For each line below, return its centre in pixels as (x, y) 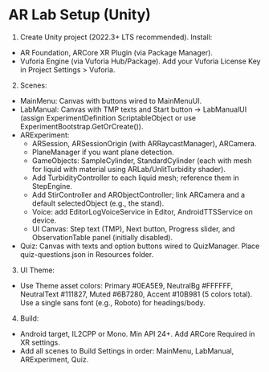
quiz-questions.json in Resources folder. (87, 254)
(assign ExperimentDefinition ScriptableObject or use (108, 117)
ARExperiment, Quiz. (54, 359)
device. (44, 220)
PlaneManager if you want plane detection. (103, 152)
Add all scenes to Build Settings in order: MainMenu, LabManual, (127, 350)
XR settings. (40, 342)
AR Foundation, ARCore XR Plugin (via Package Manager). (116, 52)
